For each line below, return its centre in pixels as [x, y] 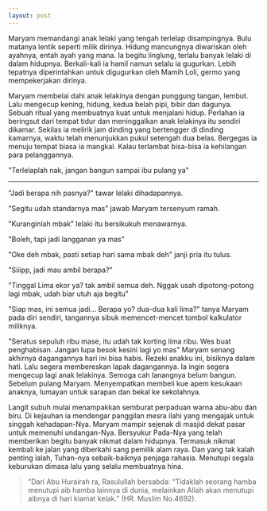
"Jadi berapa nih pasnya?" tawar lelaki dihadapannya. [96, 193]
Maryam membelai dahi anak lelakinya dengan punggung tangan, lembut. [128, 95]
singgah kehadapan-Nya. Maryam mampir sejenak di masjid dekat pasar [127, 424]
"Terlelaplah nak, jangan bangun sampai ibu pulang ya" [99, 170]
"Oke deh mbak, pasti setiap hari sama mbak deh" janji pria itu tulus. [120, 254]
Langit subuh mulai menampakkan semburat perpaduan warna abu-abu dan [133, 407]
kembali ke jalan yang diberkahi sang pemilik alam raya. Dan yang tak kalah [132, 449]
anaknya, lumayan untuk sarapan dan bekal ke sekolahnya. [104, 392]
